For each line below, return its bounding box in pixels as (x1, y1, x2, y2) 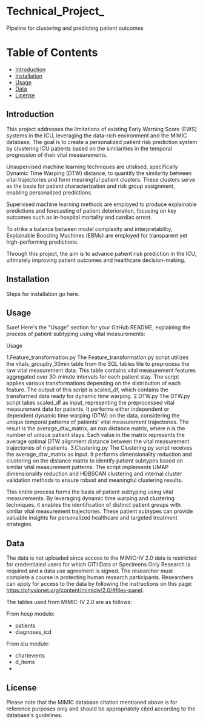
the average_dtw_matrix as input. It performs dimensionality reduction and (6, 451, 192, 458)
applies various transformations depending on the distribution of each (6, 380, 181, 387)
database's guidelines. (6, 711, 63, 718)
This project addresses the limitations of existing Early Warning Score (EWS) (6, 125, 197, 132)
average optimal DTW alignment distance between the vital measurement (6, 438, 190, 445)
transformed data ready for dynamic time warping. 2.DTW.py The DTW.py (6, 393, 190, 400)
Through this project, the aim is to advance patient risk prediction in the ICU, (6, 250, 197, 257)
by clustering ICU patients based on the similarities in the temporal (6, 145, 173, 152)
